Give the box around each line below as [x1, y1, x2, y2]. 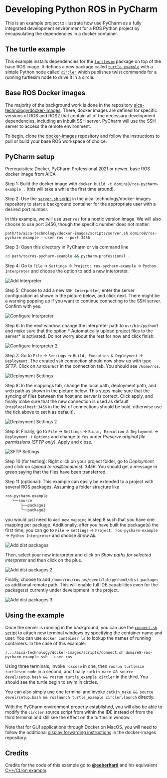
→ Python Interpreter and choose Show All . [5, 532, 97, 538]
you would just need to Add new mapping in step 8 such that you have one [5, 517, 155, 522]
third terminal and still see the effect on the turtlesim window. [5, 714, 131, 720]
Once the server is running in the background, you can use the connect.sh [5, 624, 158, 630]
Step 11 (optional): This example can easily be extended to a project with [5, 479, 154, 485]
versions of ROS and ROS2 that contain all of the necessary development [5, 112, 156, 118]
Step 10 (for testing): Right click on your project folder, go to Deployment [5, 458, 154, 465]
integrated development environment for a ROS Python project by [5, 25, 140, 31]
